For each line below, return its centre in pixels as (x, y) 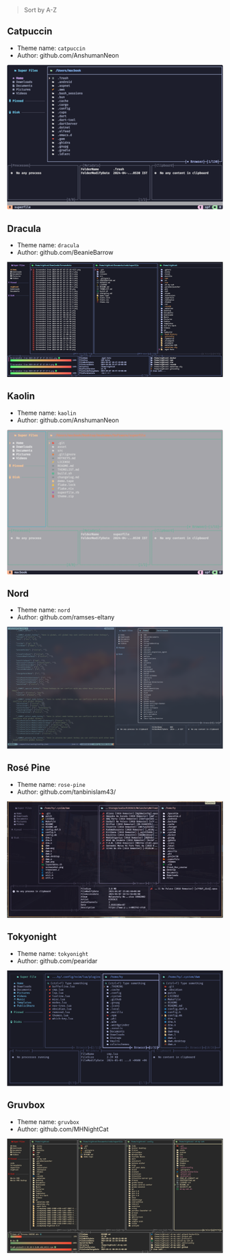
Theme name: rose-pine (51, 784)
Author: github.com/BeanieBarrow (65, 253)
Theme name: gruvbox (48, 1121)
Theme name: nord (43, 610)
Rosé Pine (29, 768)
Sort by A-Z (40, 10)
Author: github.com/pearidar (57, 961)
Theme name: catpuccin (51, 48)
